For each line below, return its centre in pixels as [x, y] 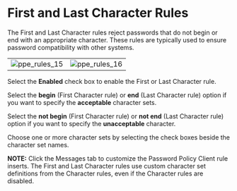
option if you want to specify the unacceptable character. [92, 123]
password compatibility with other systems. [71, 47]
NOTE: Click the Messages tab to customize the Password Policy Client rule [118, 158]
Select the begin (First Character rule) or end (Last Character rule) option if [117, 95]
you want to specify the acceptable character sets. [82, 102]
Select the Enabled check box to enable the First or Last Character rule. [112, 81]
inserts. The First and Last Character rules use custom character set [107, 166]
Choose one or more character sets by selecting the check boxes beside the [119, 137]
